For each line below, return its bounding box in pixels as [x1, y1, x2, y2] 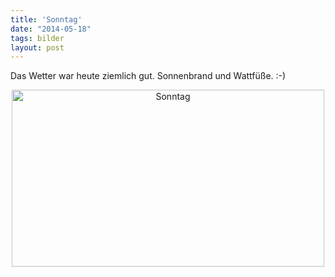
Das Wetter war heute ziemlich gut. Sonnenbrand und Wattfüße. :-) [10, 70, 287, 82]
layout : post [10, 42, 65, 53]
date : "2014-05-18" [10, 24, 92, 34]
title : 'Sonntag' [10, 14, 83, 25]
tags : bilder [10, 33, 65, 43]
